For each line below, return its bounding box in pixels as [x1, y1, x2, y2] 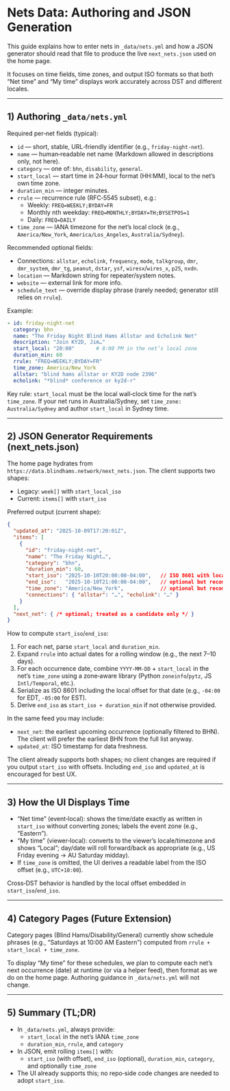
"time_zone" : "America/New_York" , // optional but [25, 585, 207, 592]
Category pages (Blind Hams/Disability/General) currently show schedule [7, 930, 214, 939]
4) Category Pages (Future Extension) [7, 912, 172, 924]
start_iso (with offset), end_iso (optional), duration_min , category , [27, 1054, 214, 1062]
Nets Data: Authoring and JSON [7, 5, 192, 21]
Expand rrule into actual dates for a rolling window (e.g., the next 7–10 [16, 650, 217, 658]
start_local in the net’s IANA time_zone [27, 1032, 139, 1041]
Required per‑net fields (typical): [7, 129, 99, 137]
